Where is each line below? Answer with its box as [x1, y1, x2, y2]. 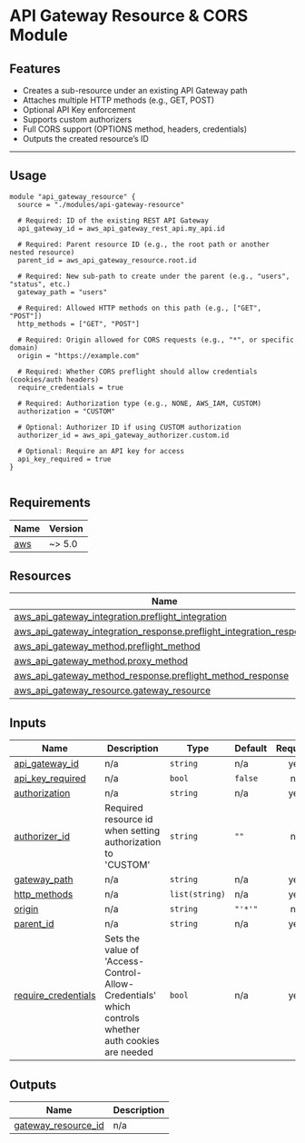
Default [234, 742, 268, 755]
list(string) [169, 890, 226, 899]
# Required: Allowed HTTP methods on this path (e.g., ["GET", [17, 303, 261, 313]
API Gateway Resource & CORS [9, 5, 249, 26]
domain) [9, 343, 39, 353]
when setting [103, 824, 161, 837]
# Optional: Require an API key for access [17, 446, 184, 455]
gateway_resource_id [14, 1119, 104, 1132]
